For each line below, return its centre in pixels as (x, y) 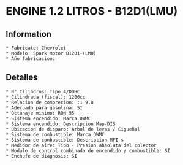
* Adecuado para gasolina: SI (44, 108)
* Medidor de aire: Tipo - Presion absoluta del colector (81, 145)
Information (29, 34)
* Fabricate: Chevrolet (36, 48)
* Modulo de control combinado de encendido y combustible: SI (88, 151)
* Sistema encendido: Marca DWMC (48, 118)
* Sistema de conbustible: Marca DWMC (55, 134)
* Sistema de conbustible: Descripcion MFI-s (65, 140)
